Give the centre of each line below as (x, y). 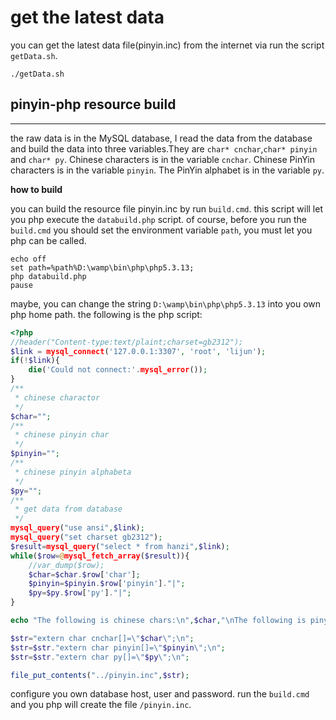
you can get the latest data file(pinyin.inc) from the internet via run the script (167, 45)
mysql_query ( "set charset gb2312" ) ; (86, 537)
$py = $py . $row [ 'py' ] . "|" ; (80, 593)
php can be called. (48, 240)
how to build (36, 189)
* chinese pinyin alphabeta (73, 472)
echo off (28, 259)
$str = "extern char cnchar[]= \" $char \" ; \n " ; (102, 638)
